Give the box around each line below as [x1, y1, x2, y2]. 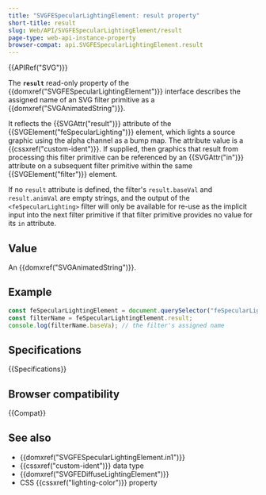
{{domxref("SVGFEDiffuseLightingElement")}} [19, 469, 169, 478]
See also [8, 432, 51, 445]
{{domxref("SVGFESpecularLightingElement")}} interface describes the [8, 86, 241, 96]
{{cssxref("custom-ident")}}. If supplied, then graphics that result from [8, 144, 239, 154]
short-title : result [8, 19, 77, 27]
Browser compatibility [8, 387, 120, 401]
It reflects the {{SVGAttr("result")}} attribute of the [8, 119, 172, 129]
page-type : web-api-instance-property [8, 33, 136, 42]
